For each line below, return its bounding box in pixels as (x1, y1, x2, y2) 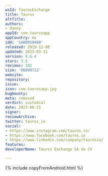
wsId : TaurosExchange (5, 7, 50, 12)
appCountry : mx (5, 35, 37, 40)
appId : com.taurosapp (5, 30, 50, 35)
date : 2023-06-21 (5, 105, 41, 110)
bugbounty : (5, 91, 28, 96)
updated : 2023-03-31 (5, 49, 48, 54)
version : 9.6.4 (5, 53, 37, 59)
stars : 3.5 (5, 58, 28, 63)
